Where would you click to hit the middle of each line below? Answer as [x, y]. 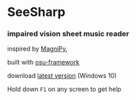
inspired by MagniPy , [37, 49]
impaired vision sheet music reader [68, 34]
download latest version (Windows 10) [62, 76]
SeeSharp [36, 12]
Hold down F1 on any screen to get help [65, 89]
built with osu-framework [44, 62]
